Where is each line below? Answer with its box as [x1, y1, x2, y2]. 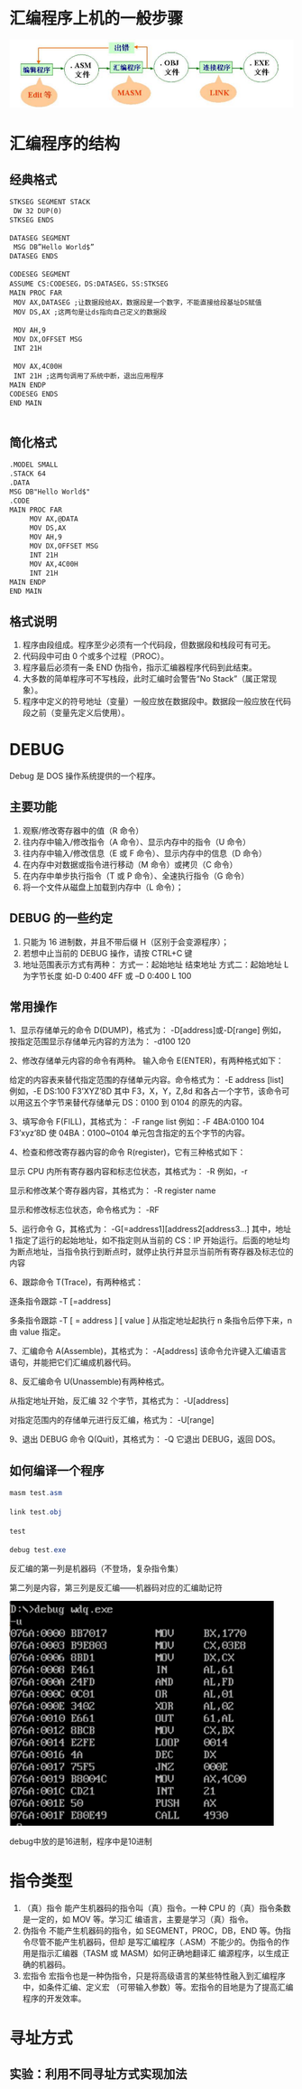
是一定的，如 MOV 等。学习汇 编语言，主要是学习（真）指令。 [22, 1914, 254, 1924]
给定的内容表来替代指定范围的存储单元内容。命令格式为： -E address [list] [9, 1075, 284, 1086]
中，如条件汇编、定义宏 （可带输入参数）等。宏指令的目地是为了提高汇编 [22, 1981, 294, 1992]
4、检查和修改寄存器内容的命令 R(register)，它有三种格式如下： [9, 1147, 246, 1158]
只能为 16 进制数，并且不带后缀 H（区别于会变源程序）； [22, 936, 230, 947]
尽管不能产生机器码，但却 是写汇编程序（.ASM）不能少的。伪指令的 [30, 1936, 282, 1947]
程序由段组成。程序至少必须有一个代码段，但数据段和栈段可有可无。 [22, 639, 276, 651]
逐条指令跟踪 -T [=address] [9, 1296, 111, 1307]
